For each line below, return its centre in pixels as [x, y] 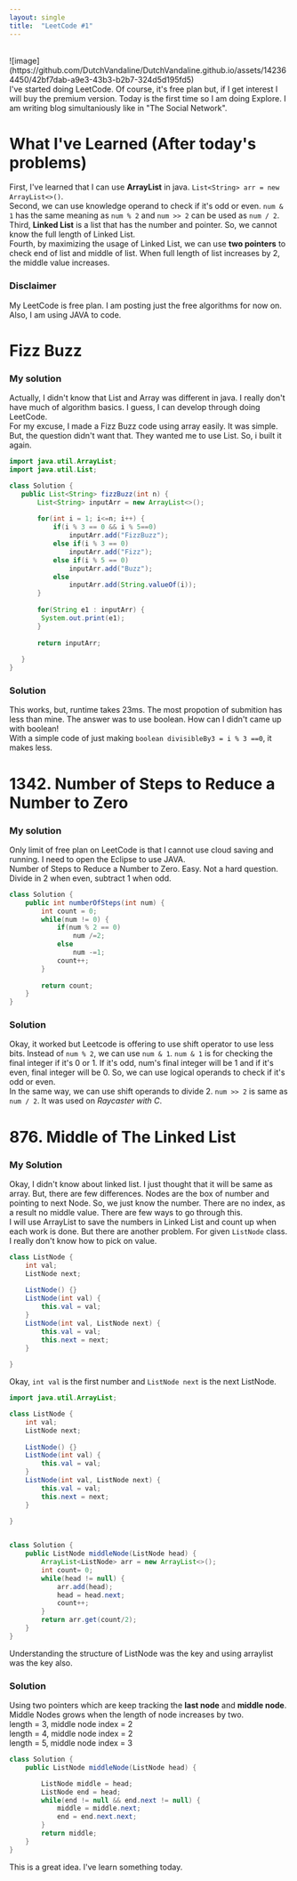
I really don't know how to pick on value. [83, 1240]
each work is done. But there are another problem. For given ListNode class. [148, 1231]
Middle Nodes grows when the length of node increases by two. [127, 1715]
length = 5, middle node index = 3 [71, 1743]
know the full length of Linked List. [72, 234]
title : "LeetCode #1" [51, 26]
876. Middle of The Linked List [123, 1137]
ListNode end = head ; [81, 1792]
